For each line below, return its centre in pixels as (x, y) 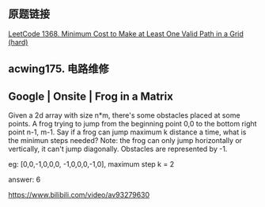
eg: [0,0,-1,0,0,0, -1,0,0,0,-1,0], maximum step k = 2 (91, 164)
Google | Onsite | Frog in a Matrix (91, 96)
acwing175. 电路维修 (59, 69)
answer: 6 (25, 179)
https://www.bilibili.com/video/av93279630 (79, 195)
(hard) (18, 42)
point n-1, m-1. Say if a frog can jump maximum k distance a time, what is (127, 132)
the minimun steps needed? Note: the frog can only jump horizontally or (125, 141)
